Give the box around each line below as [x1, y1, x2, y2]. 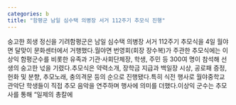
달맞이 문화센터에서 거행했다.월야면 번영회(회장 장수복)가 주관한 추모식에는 [14, 46, 221, 54]
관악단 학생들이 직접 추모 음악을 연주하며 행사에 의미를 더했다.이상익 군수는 [7, 81, 215, 89]
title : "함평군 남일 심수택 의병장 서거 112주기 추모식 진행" [7, 17, 166, 24]
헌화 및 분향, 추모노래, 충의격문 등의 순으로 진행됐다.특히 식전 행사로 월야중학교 [7, 72, 225, 81]
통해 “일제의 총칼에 [20, 89, 73, 99]
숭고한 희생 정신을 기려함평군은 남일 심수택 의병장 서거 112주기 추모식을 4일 [7, 37, 215, 46]
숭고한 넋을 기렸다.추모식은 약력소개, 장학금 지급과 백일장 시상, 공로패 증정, [20, 63, 227, 72]
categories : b [7, 10, 50, 18]
